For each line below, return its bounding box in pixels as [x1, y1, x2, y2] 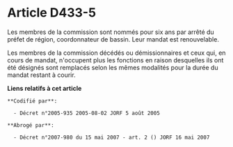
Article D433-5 [7, 5, 96, 21]
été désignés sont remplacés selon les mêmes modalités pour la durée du [7, 63, 218, 71]
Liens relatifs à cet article [7, 84, 82, 92]
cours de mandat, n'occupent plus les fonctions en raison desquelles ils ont [7, 55, 224, 64]
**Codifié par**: [7, 97, 58, 105]
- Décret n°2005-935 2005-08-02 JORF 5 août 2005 [13, 110, 160, 116]
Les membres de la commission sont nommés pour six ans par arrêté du [7, 28, 214, 36]
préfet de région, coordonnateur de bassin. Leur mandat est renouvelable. [7, 35, 219, 43]
